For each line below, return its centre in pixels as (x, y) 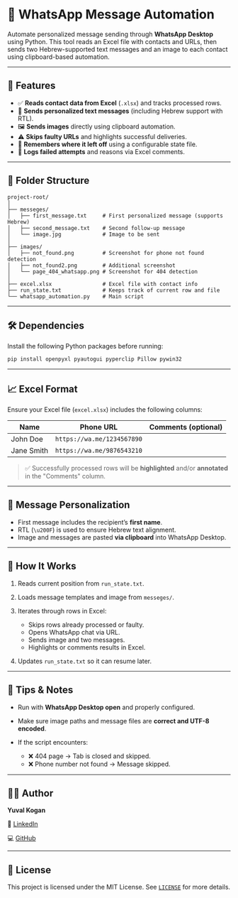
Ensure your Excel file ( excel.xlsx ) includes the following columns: (105, 410)
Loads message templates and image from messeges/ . (96, 597)
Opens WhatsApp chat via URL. (74, 632)
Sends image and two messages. (76, 640)
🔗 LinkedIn (23, 824)
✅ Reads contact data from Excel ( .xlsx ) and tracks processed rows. (119, 103)
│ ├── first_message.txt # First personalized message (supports (115, 216)
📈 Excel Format (42, 389)
